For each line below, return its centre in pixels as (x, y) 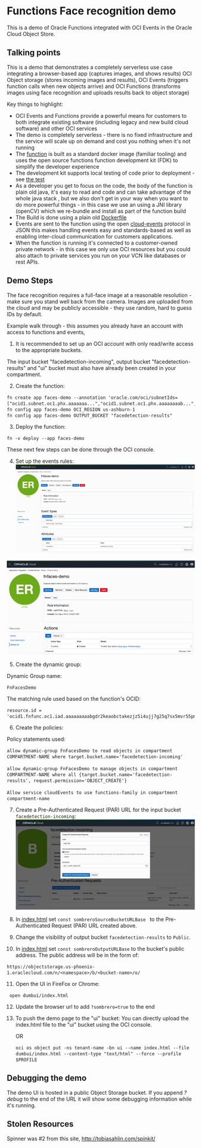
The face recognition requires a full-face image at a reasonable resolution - (99, 295)
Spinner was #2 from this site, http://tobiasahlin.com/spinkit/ (81, 1138)
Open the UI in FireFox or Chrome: (58, 984)
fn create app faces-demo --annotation (56, 398)
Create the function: (40, 386)
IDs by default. (25, 314)
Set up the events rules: (44, 461)
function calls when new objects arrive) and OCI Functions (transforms (94, 86)
